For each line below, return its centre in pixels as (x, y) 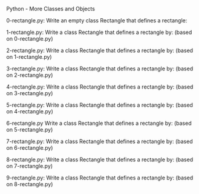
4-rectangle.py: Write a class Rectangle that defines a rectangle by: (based (100, 87)
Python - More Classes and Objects (51, 9)
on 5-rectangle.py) (30, 129)
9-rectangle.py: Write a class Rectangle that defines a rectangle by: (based (100, 178)
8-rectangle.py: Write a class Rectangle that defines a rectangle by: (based (100, 159)
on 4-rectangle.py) (30, 111)
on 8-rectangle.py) (30, 184)
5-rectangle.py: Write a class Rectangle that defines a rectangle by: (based (100, 105)
